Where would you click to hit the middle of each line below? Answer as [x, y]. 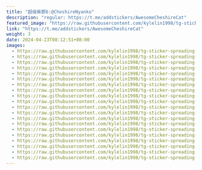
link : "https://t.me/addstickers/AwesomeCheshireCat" [75, 29]
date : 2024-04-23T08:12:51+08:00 [48, 40]
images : [16, 46]
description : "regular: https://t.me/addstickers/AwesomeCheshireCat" [96, 17]
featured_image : [26, 23]
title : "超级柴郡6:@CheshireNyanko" [50, 12]
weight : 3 [19, 34]
